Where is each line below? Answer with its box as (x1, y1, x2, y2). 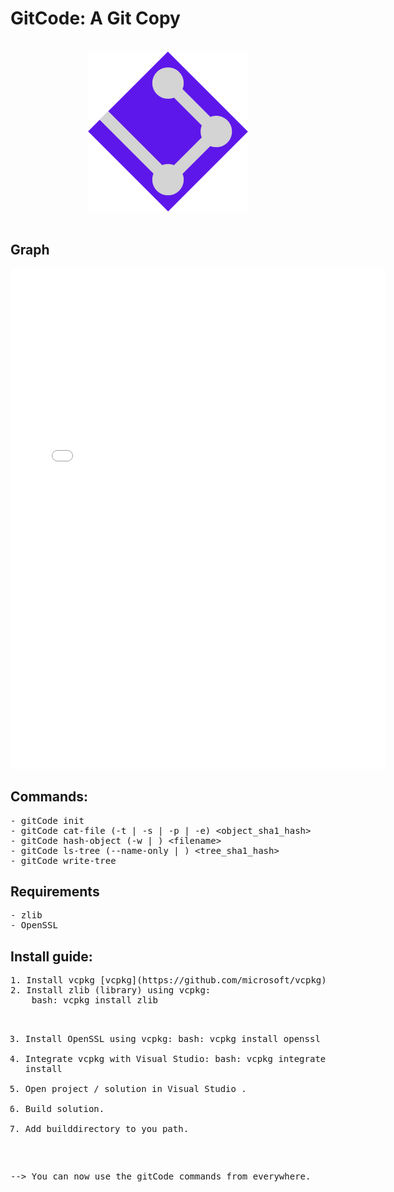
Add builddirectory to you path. (24, 1123, 190, 1135)
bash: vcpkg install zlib (31, 995, 159, 1006)
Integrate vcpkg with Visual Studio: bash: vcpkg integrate (24, 1053, 327, 1065)
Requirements (10, 883, 100, 900)
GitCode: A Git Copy (10, 7, 181, 30)
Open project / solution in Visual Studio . (24, 1083, 247, 1095)
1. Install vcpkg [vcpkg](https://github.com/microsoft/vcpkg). (10, 975, 333, 986)
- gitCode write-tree (10, 855, 117, 866)
